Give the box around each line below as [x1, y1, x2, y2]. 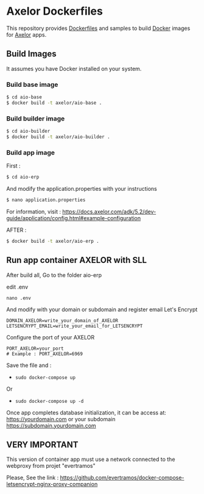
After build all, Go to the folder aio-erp [6, 271, 102, 279]
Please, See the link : [6, 474, 59, 481]
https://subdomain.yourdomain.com [6, 422, 96, 429]
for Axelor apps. [6, 31, 47, 38]
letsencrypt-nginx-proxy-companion [6, 481, 98, 488]
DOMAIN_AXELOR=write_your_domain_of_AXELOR [6, 317, 119, 323]
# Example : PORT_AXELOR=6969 [6, 350, 83, 357]
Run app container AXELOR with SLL [6, 255, 147, 265]
